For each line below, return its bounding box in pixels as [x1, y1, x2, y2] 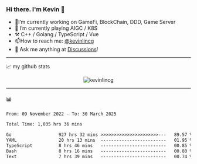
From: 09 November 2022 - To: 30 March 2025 [6, 111, 117, 117]
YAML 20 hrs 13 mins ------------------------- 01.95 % [6, 137, 193, 144]
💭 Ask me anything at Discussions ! [14, 46, 98, 53]
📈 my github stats [6, 63, 50, 70]
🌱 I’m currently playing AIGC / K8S [14, 25, 98, 32]
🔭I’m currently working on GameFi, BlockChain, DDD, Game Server [14, 19, 176, 26]
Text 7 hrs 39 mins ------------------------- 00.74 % [6, 153, 193, 159]
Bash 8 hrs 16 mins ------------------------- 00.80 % [6, 148, 193, 154]
